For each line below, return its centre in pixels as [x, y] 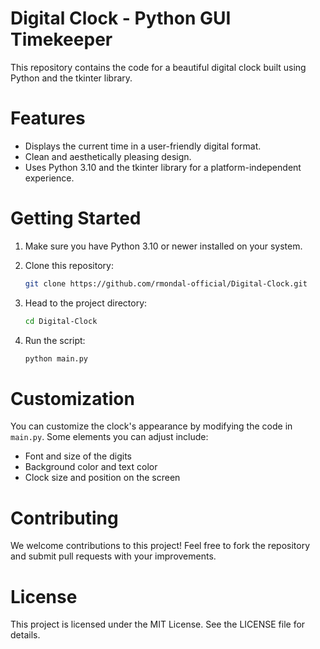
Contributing [64, 518]
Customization [72, 398]
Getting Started [76, 218]
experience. [49, 178]
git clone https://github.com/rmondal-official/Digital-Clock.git [166, 283]
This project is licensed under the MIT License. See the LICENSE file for [158, 624]
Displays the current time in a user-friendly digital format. [143, 146]
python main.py [56, 358]
